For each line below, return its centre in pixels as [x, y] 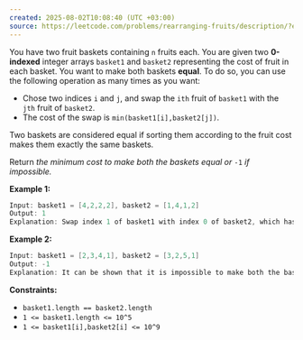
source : [24, 26]
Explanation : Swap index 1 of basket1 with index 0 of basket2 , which [145, 222]
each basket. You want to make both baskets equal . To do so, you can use [147, 71]
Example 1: [30, 188]
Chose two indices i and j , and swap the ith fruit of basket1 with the [151, 98]
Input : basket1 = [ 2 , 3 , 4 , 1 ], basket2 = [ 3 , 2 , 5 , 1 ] [105, 256]
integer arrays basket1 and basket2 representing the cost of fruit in [165, 61]
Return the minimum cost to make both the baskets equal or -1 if [129, 161]
